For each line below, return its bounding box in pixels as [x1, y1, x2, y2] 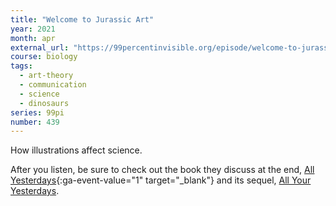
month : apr [10, 33, 56, 43]
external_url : [10, 42, 70, 53]
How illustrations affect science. [10, 144, 143, 156]
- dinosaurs [19, 98, 70, 108]
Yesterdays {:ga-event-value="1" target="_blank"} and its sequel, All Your [10, 174, 312, 186]
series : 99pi [10, 107, 65, 118]
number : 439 [10, 117, 60, 127]
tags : [10, 61, 33, 71]
